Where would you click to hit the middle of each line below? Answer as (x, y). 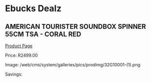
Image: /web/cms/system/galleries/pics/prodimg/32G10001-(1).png (73, 65)
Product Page (19, 46)
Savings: (14, 74)
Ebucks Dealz (33, 9)
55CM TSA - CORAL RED (43, 34)
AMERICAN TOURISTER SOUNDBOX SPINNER (75, 27)
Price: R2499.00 (22, 55)
